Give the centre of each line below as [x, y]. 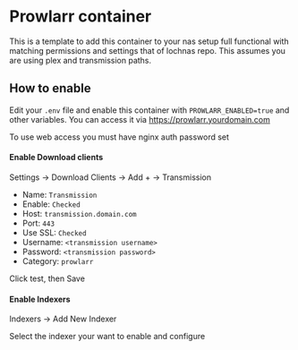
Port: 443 [38, 223]
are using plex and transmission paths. [81, 60]
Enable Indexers [40, 299]
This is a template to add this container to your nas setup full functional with [149, 41]
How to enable [50, 88]
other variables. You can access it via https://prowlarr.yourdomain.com [140, 119]
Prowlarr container [81, 17]
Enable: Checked [51, 204]
